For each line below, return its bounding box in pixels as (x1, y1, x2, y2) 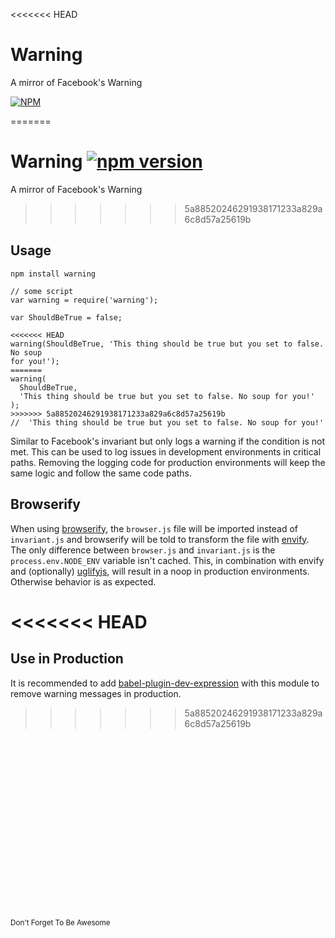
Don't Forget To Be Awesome (10, 917, 111, 928)
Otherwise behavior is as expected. (10, 575, 157, 588)
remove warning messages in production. (10, 687, 182, 699)
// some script (10, 286, 74, 296)
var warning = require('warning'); (10, 295, 159, 305)
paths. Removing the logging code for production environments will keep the (10, 456, 326, 468)
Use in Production (10, 650, 124, 668)
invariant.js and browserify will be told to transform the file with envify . (10, 533, 310, 545)
